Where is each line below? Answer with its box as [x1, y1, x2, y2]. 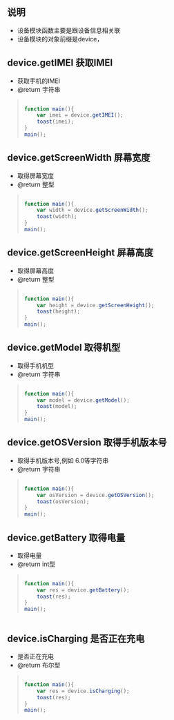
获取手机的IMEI [17, 77, 61, 85]
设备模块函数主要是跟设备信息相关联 [17, 26, 121, 35]
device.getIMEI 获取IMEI [7, 57, 113, 69]
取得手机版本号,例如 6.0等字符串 [17, 456, 109, 465]
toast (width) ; [37, 213, 77, 220]
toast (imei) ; [37, 118, 75, 126]
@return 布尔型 [17, 661, 61, 669]
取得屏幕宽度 [17, 171, 54, 179]
